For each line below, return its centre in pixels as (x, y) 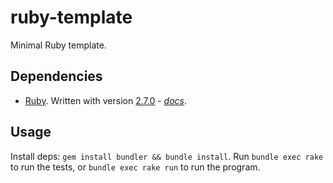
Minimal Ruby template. (58, 45)
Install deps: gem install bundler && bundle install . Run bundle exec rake (167, 156)
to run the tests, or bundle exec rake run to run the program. (135, 167)
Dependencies (56, 76)
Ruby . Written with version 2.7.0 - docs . (105, 100)
